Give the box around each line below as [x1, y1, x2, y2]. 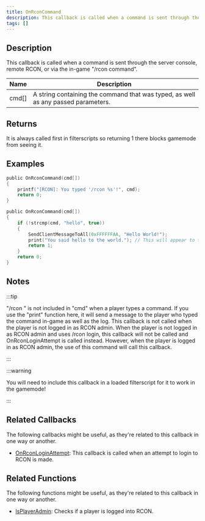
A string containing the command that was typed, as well [32, 90, 195, 99]
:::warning [6, 367, 32, 374]
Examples [6, 159, 45, 169]
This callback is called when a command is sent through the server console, [6, 59, 198, 66]
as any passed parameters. [32, 98, 111, 107]
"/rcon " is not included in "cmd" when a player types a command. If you [6, 304, 189, 311]
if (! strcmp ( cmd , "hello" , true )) [17, 220, 105, 226]
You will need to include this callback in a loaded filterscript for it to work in [6, 378, 195, 386]
